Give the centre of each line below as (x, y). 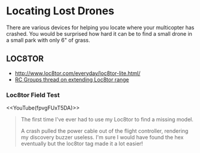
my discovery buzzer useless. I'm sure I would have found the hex (102, 138)
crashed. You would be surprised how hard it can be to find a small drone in (99, 33)
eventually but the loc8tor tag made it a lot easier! (82, 143)
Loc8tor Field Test (33, 95)
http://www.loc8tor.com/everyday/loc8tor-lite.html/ (78, 73)
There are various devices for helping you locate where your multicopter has (100, 27)
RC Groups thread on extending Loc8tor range (72, 79)
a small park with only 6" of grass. (48, 40)
